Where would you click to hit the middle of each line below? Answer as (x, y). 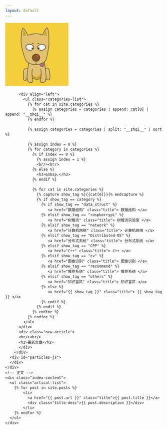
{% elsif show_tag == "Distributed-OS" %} (86, 236)
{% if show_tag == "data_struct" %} (79, 204)
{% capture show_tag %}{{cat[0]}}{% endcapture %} (90, 194)
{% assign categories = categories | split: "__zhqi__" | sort (95, 129)
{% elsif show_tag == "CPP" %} (73, 246)
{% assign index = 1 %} (61, 159)
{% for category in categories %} (63, 149)
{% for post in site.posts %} (46, 388)
